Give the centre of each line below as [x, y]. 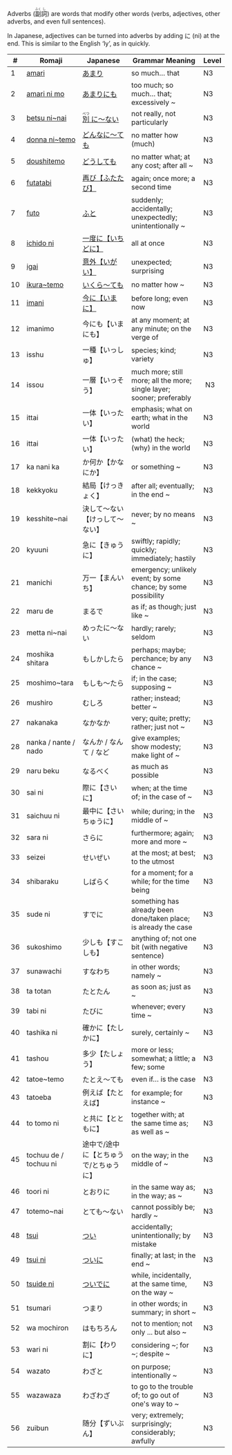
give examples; [156, 738]
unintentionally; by [161, 1235]
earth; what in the [159, 418]
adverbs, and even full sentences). [56, 21]
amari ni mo [46, 94]
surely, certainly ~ [160, 1033]
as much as [150, 767]
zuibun [38, 1428]
